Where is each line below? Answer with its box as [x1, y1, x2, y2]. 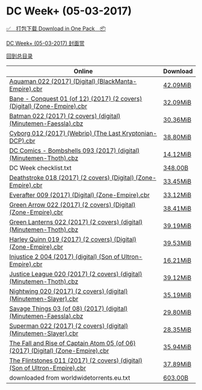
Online [73, 67, 93, 75]
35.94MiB [163, 342, 192, 351]
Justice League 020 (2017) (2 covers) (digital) [9, 270, 142, 278]
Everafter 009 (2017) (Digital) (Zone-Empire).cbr [9, 191, 150, 199]
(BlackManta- [97, 77, 137, 85]
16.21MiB [163, 256, 192, 264]
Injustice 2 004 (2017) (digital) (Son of [9, 252, 120, 261]
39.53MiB [163, 239, 192, 247]
